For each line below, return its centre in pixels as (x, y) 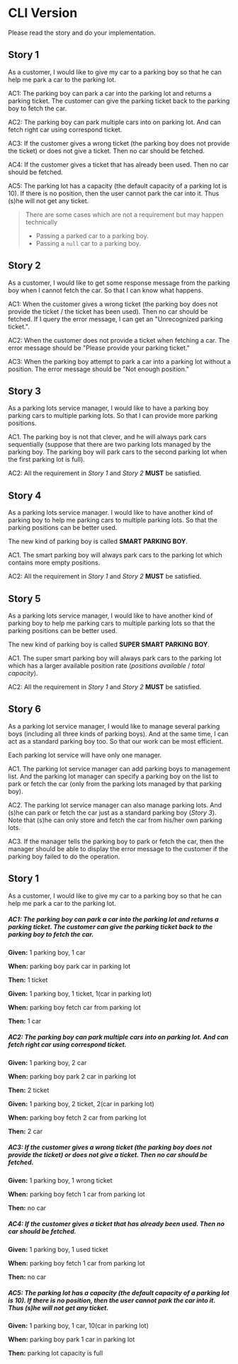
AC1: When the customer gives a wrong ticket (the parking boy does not (113, 304)
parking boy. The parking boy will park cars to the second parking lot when (118, 452)
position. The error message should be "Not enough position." (99, 369)
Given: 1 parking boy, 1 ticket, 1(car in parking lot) (80, 994)
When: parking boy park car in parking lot (69, 966)
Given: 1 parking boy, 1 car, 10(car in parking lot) (79, 1326)
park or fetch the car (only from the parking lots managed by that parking (115, 783)
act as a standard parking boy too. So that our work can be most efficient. (116, 741)
